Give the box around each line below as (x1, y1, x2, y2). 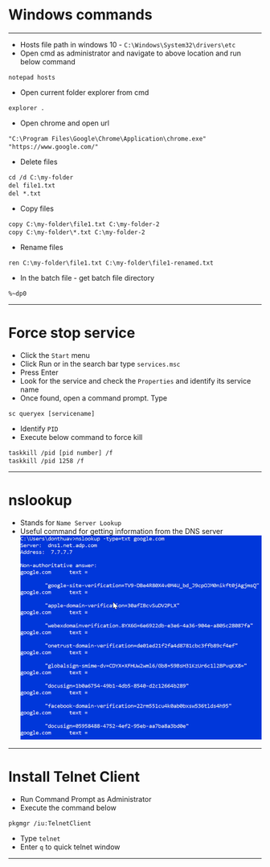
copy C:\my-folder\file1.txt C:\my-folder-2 (8, 220, 160, 228)
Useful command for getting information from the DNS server (19, 526, 223, 536)
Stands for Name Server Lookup (19, 517, 122, 528)
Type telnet (19, 833, 61, 843)
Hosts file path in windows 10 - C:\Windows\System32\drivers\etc (19, 39, 236, 49)
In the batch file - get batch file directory (19, 273, 155, 282)
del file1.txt (8, 181, 56, 190)
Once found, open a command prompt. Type (19, 392, 167, 403)
